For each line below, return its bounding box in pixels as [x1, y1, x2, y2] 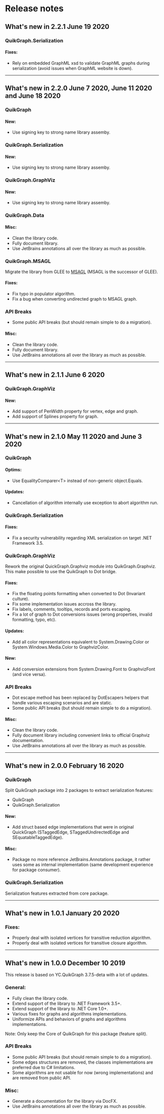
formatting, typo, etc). [12, 617, 57, 623]
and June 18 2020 [5, 92, 61, 100]
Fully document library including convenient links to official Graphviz [12, 732, 150, 738]
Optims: [5, 467, 22, 473]
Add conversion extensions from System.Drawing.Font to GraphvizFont [12, 666, 155, 672]
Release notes [5, 3, 64, 14]
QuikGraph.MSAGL [5, 257, 51, 264]
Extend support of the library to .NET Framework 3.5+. [12, 1000, 122, 1006]
